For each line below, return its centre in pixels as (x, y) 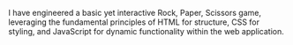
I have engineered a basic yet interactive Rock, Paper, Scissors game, (135, 13)
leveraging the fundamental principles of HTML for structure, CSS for (134, 22)
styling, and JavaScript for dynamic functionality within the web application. (146, 31)
